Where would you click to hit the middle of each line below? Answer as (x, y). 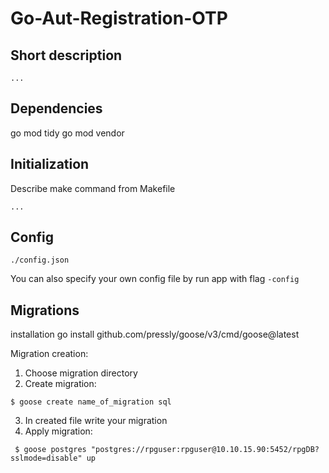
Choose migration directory (81, 373)
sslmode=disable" (46, 458)
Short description (66, 55)
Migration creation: (49, 354)
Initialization (50, 164)
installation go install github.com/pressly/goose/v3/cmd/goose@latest (155, 334)
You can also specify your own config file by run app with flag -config (155, 279)
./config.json (40, 260)
